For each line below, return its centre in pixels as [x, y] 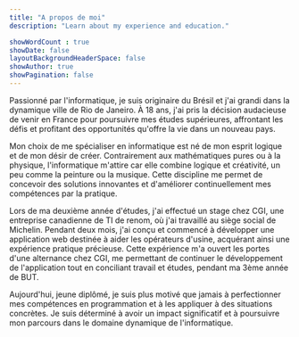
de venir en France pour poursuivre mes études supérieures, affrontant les [146, 119]
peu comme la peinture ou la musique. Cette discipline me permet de [136, 174]
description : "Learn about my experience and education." [119, 26]
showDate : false [39, 50]
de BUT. [24, 276]
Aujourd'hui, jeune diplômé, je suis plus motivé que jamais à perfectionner [145, 294]
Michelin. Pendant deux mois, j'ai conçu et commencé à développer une [142, 229]
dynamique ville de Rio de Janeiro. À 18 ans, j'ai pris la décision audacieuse [148, 110]
